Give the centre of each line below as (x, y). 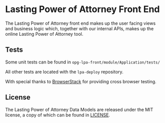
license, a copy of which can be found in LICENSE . (58, 115)
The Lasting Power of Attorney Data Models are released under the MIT (79, 109)
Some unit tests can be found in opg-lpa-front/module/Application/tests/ (82, 62)
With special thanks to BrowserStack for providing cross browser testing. (81, 81)
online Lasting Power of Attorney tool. (44, 34)
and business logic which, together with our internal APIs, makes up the (79, 28)
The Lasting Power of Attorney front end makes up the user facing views (80, 23)
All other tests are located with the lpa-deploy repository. (64, 72)
